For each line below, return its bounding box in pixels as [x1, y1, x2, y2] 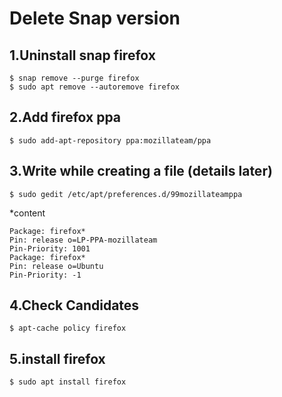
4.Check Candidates [9, 297, 140, 314]
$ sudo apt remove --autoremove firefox [9, 82, 181, 92]
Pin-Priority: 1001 [9, 243, 91, 254]
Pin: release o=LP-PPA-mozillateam [9, 235, 158, 245]
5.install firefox [9, 350, 106, 367]
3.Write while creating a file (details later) [9, 163, 273, 180]
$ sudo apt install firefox [9, 377, 127, 387]
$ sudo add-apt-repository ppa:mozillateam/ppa [9, 135, 212, 146]
